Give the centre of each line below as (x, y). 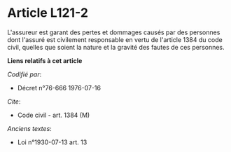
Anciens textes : (30, 128)
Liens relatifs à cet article (45, 60)
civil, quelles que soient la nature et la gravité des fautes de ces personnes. (116, 47)
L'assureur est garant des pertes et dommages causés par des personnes (114, 32)
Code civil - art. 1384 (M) (54, 115)
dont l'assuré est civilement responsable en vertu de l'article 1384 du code (115, 39)
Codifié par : (24, 74)
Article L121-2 (48, 13)
